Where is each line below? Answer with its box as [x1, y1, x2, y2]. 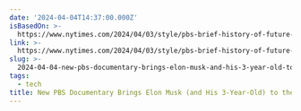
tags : [9, 72, 30, 81]
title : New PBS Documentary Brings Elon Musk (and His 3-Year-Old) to [9, 88, 279, 97]
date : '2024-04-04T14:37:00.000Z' [9, 13, 139, 22]
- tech [17, 80, 42, 89]
